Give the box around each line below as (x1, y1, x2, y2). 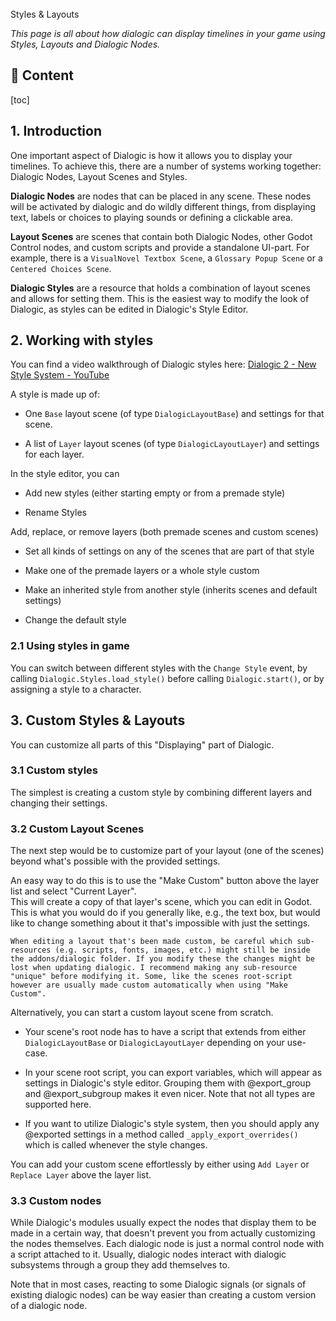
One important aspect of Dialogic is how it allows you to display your (10, 149, 293, 161)
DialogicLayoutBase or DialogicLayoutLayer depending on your (24, 1037, 285, 1049)
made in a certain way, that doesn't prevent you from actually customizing (10, 1227, 316, 1239)
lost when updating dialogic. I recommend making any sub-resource (10, 963, 298, 973)
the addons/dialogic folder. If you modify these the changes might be (10, 954, 315, 964)
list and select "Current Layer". (10, 885, 137, 897)
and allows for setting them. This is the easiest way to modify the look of (10, 292, 310, 304)
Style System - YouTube (10, 369, 110, 381)
